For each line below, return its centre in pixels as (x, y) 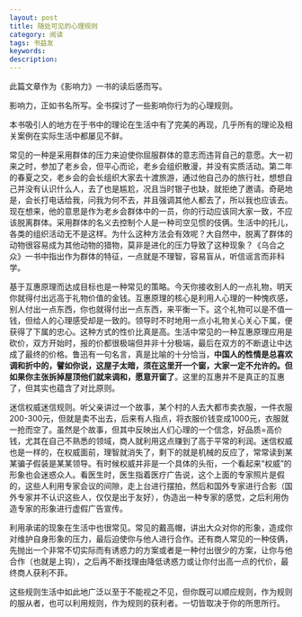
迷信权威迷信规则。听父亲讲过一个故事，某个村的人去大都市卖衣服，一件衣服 (151, 407)
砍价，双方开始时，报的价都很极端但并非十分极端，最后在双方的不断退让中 (147, 343)
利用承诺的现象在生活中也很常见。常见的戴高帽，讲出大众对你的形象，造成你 (151, 527)
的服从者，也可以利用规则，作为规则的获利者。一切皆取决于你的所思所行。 (147, 603)
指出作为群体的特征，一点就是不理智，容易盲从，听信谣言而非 (162, 256)
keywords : (28, 51)
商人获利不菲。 (44, 572)
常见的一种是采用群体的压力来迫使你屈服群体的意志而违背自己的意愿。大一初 (151, 155)
